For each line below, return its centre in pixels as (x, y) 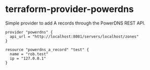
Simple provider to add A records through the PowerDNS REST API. (75, 23)
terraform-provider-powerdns (69, 9)
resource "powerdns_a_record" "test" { (47, 49)
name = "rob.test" (29, 54)
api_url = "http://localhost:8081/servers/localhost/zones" (74, 36)
